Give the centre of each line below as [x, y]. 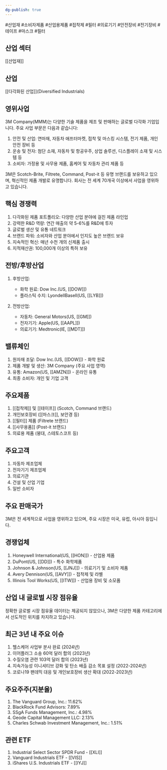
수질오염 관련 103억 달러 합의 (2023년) [50, 659]
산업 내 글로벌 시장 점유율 [42, 598]
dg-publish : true [23, 10]
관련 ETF [18, 740]
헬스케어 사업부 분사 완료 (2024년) [46, 647]
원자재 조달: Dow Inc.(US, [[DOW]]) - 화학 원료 [59, 359]
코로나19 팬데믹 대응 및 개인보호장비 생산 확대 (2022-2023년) [73, 672]
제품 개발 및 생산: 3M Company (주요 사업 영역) [59, 365]
